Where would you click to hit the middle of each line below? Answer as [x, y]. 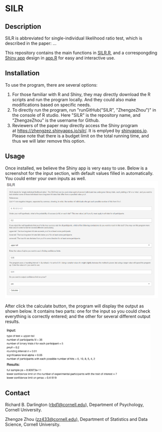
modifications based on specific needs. [51, 105]
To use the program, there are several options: [51, 85]
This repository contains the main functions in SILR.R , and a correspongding [81, 53]
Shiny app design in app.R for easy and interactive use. [60, 58]
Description [23, 27]
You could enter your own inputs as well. [46, 178]
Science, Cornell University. [33, 425]
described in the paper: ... [31, 43]
